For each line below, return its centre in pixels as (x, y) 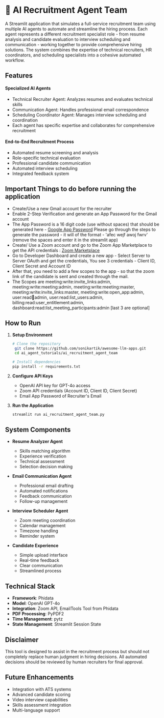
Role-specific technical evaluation (46, 158)
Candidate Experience (35, 546)
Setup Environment (32, 335)
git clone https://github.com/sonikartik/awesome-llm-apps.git (80, 348)
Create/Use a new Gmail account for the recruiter (62, 208)
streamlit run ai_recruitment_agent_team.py (58, 414)
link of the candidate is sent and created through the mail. (70, 276)
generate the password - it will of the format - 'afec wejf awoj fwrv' (80, 234)
